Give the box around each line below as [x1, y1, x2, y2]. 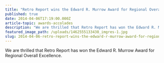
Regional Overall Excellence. [5, 52, 62, 58]
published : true [5, 12, 38, 16]
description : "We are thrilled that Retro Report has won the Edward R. [5, 25, 156, 30]
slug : [5, 34, 16, 39]
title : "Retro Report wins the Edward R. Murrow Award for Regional [5, 7, 147, 12]
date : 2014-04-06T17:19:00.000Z [5, 16, 71, 21]
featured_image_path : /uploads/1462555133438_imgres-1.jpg [5, 30, 128, 34]
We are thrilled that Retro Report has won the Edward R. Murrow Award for [5, 47, 155, 53]
